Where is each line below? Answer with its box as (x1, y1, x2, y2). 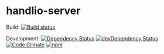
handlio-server (6, 4, 81, 18)
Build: (6, 23, 20, 31)
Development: (6, 35, 40, 42)
